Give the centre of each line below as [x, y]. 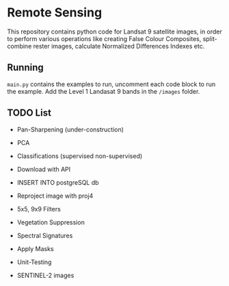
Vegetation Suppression [51, 222]
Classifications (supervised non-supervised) [80, 156]
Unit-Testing [34, 262]
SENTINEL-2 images [45, 275]
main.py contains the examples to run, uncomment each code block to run [111, 84]
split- [210, 38]
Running [26, 67]
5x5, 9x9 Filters [39, 209]
